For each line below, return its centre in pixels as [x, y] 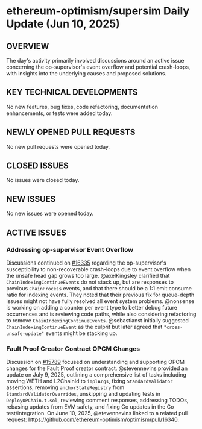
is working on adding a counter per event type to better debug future [92, 307]
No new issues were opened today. [50, 214]
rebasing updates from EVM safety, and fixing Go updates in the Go [90, 407]
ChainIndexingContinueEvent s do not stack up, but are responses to [90, 282]
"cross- [173, 327]
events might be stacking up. [81, 333]
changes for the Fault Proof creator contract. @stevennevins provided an [97, 368]
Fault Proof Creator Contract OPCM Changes [73, 349]
